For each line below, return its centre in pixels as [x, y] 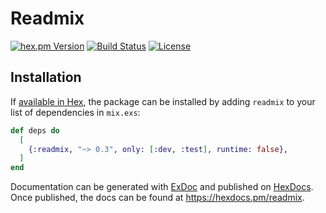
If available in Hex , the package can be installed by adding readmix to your [163, 101]
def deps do [35, 130]
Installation [46, 77]
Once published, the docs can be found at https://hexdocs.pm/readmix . [157, 198]
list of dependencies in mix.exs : [75, 112]
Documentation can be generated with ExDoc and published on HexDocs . [162, 187]
